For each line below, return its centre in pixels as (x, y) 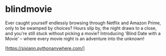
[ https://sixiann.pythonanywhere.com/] (45, 48)
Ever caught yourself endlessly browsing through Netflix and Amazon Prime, (83, 23)
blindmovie (29, 9)
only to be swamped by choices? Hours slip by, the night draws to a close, (81, 28)
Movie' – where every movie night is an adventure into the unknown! (75, 39)
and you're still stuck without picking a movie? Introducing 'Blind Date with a (83, 33)
